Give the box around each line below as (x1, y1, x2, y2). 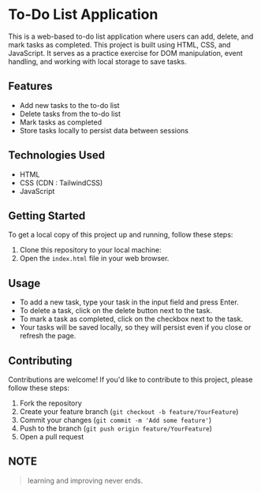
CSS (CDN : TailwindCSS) (19, 177, 103, 187)
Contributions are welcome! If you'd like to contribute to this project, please (8, 375, 253, 384)
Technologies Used (8, 148, 105, 162)
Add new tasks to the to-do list (19, 100, 120, 110)
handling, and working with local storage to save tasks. (8, 57, 187, 66)
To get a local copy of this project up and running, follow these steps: (8, 230, 233, 240)
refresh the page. (19, 331, 76, 341)
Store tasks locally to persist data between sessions (19, 125, 189, 135)
